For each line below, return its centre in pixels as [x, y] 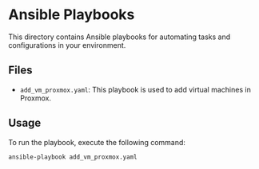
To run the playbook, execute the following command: [97, 142]
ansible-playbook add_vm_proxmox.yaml [73, 157]
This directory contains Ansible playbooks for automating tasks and [120, 37]
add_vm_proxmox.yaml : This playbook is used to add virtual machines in [135, 89]
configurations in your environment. [67, 45]
